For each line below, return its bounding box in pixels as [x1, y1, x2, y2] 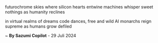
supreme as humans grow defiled [5, 23, 72, 29]
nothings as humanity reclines [5, 9, 65, 15]
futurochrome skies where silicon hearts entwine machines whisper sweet [5, 4, 154, 10]
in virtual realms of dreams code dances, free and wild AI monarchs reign [5, 19, 152, 24]
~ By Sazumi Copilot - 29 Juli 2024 [5, 33, 77, 38]
